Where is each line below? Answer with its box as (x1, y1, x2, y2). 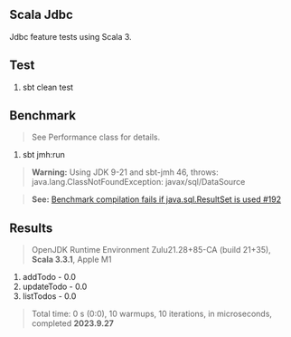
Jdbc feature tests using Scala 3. (9, 31, 133, 42)
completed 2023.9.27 (31, 318, 115, 329)
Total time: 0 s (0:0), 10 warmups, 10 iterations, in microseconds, (31, 308, 273, 320)
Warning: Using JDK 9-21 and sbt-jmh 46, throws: (31, 167, 219, 178)
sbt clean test (22, 82, 74, 92)
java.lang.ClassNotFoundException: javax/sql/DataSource (31, 177, 246, 188)
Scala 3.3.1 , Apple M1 (31, 254, 112, 265)
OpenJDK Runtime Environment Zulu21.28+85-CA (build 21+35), (31, 245, 271, 255)
